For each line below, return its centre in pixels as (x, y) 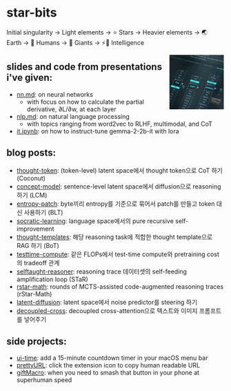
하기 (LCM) (32, 195)
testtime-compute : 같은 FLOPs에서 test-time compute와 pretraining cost (118, 254)
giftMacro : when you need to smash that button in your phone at (108, 373)
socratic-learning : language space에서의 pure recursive (95, 221)
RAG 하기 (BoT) (38, 245)
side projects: (37, 341)
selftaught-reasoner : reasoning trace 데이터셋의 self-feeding (102, 271)
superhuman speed (44, 380)
